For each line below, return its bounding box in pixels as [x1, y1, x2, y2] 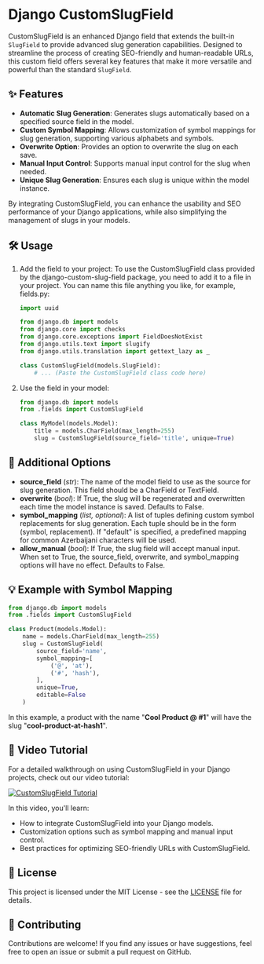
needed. [19, 166, 47, 176]
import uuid [19, 304, 59, 312]
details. [8, 895, 32, 904]
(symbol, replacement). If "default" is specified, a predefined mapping [19, 527, 247, 536]
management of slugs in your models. [8, 215, 130, 225]
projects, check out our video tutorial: [8, 772, 130, 782]
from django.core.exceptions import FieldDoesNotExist [19, 333, 203, 341]
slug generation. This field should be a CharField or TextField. [19, 485, 219, 495]
